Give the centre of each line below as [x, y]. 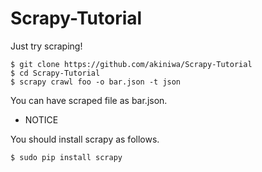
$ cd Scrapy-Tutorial [55, 73]
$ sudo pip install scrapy [66, 157]
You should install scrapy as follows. [85, 139]
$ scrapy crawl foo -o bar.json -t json [96, 82]
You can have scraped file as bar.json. [89, 100]
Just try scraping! [46, 46]
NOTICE [41, 119]
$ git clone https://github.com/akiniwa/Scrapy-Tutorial [131, 64]
